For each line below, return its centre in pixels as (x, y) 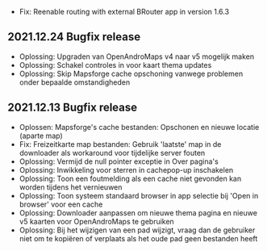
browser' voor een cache (61, 204)
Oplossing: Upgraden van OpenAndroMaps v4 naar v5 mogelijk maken (137, 56)
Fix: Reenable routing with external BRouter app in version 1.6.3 (124, 12)
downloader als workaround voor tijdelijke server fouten (112, 153)
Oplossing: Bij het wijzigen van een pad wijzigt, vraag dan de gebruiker (137, 230)
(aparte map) (41, 136)
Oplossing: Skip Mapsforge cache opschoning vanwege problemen (131, 73)
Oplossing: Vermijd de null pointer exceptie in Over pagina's (119, 161)
